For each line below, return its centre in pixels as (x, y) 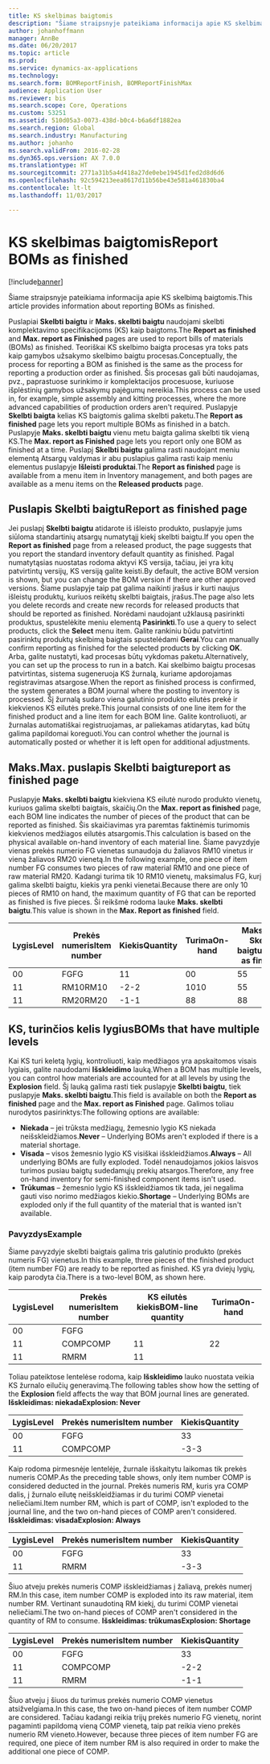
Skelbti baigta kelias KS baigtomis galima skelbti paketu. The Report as (126, 415)
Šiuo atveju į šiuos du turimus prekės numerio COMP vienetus (110, 1700)
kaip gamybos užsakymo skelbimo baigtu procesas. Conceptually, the (123, 356)
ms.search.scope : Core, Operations (68, 105)
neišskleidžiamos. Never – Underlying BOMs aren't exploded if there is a (139, 1136)
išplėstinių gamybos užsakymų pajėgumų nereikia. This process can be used (135, 389)
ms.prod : (23, 61)
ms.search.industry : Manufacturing (68, 135)
